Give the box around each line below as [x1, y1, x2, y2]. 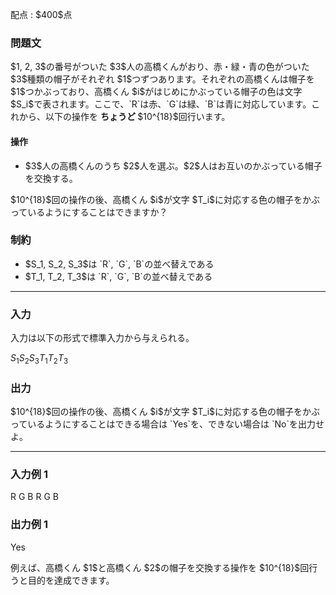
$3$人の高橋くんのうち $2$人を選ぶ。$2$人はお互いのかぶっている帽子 [24, 159, 323, 172]
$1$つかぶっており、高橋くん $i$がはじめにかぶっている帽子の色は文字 [10, 86, 303, 98]
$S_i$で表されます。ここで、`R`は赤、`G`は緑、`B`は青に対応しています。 [10, 98, 312, 110]
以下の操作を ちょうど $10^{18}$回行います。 [44, 111, 231, 123]
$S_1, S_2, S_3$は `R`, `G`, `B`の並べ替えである [24, 258, 215, 270]
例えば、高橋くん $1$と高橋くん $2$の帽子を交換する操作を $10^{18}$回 [10, 561, 310, 573]
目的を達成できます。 [27, 574, 115, 586]
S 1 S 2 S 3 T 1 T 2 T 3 [10, 352, 69, 366]
